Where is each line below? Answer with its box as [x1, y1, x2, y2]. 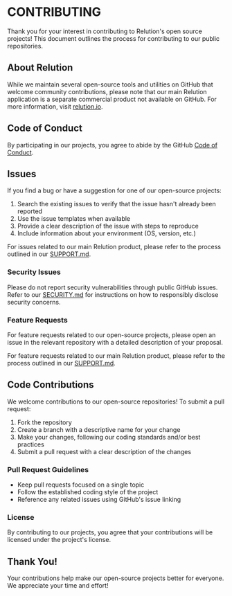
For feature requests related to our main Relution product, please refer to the [7, 351, 225, 360]
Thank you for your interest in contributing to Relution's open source [7, 27, 202, 35]
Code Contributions [7, 379, 95, 391]
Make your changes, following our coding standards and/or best [17, 433, 201, 441]
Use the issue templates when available [17, 215, 131, 223]
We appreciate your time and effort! [7, 581, 109, 590]
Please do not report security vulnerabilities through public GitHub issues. [7, 283, 218, 291]
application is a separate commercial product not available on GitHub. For [7, 95, 217, 103]
